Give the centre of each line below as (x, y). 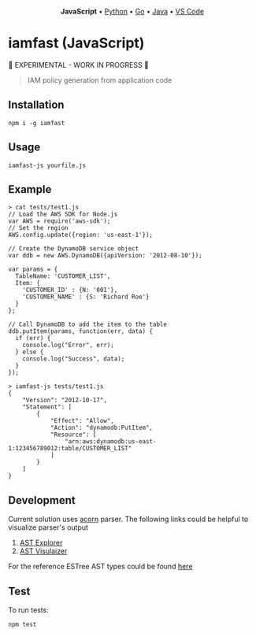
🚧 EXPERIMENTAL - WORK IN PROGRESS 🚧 (79, 65)
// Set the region (38, 228)
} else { (30, 352)
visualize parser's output (48, 527)
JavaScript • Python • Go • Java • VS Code (132, 11)
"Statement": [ (47, 407)
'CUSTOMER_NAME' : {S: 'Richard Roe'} (86, 297)
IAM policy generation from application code (100, 80)
